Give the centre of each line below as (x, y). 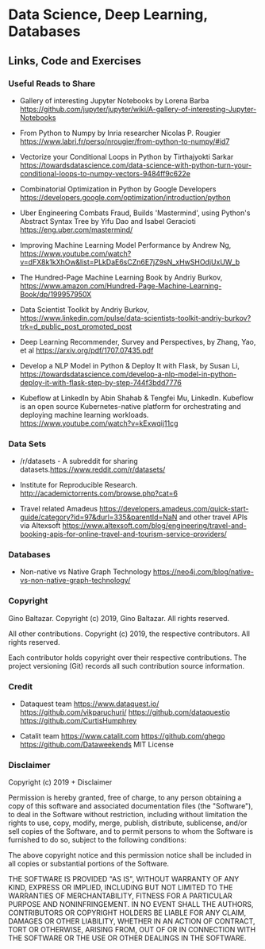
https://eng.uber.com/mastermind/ (76, 230)
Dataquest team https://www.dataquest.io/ (89, 704)
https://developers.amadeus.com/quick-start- (174, 509)
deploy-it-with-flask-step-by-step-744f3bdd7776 (101, 382)
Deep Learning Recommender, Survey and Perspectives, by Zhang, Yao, (138, 341)
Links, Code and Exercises (75, 61)
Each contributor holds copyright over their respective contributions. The (128, 658)
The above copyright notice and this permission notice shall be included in (130, 855)
